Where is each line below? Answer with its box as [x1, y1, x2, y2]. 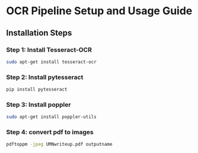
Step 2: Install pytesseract [6, 73, 84, 81]
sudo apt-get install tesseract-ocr [6, 59, 97, 65]
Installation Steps [6, 28, 72, 38]
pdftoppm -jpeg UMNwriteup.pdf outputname [6, 141, 113, 148]
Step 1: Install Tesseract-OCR [6, 46, 92, 54]
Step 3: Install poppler [6, 100, 71, 109]
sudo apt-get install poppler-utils [6, 114, 97, 120]
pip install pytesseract [6, 87, 68, 93]
